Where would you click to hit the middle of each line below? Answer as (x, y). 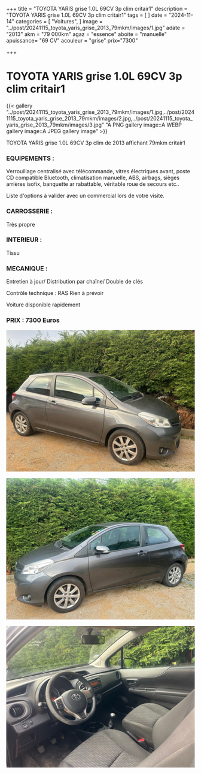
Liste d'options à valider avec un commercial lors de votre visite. (85, 196)
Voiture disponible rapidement (43, 305)
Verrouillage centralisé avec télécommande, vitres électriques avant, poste (98, 171)
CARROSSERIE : (29, 211)
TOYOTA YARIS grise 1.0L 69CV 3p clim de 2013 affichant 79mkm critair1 (96, 143)
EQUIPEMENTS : (31, 158)
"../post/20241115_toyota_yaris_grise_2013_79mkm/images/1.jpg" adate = (96, 28)
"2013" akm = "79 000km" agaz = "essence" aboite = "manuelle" (87, 34)
